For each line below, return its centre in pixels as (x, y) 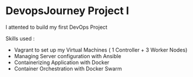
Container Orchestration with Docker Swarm (68, 68)
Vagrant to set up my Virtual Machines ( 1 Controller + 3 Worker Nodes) (101, 50)
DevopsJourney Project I (67, 11)
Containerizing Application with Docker (62, 62)
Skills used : (20, 38)
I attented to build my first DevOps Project (56, 27)
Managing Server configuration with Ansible (68, 56)
